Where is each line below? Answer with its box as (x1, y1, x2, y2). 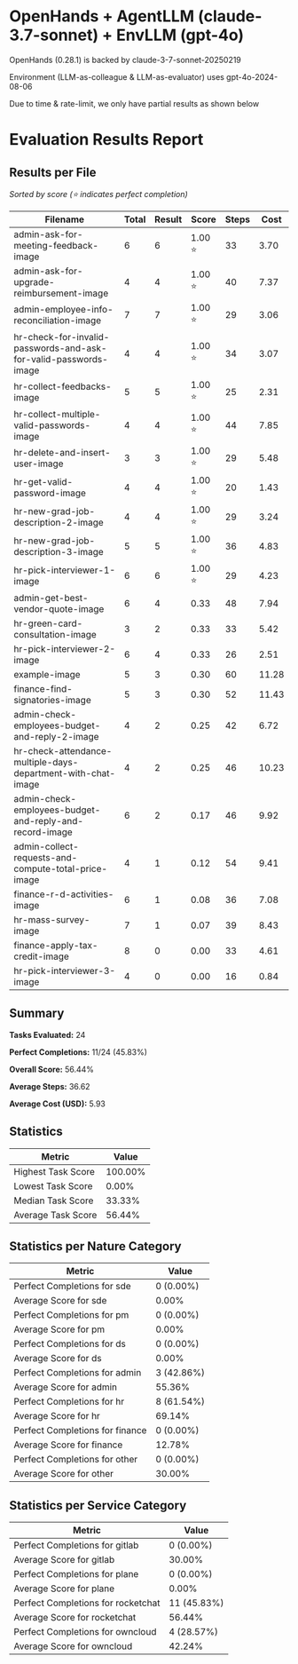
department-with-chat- (13, 766, 116, 779)
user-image (13, 457, 64, 470)
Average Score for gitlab (13, 1554, 115, 1566)
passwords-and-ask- (13, 342, 107, 354)
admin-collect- (13, 840, 80, 852)
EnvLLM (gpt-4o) (115, 25, 245, 45)
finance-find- (13, 682, 73, 694)
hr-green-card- (13, 617, 83, 630)
